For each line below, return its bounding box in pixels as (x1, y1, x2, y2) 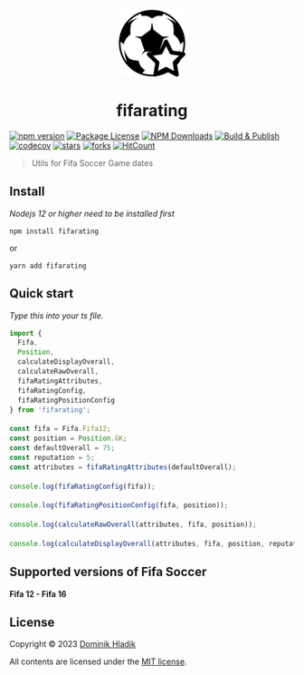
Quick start (9, 286, 74, 301)
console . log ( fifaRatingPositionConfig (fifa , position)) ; (9, 501, 229, 510)
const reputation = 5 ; (9, 453, 95, 462)
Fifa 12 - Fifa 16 (9, 588, 67, 599)
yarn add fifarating (9, 261, 88, 270)
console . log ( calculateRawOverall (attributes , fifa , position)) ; (9, 520, 257, 530)
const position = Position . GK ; (9, 434, 128, 444)
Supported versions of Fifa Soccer (9, 564, 207, 580)
